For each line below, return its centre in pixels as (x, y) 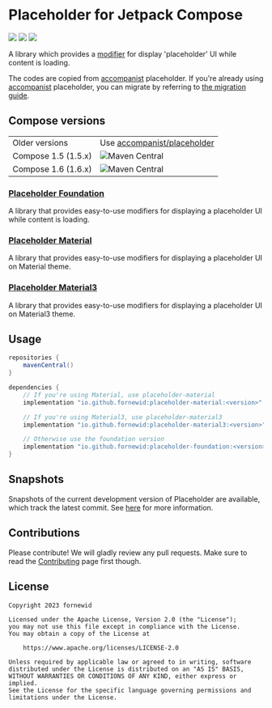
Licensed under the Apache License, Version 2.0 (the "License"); (123, 619)
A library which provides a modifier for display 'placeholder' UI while (123, 53)
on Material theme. (40, 267)
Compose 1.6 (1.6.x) (52, 169)
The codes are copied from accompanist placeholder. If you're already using (136, 78)
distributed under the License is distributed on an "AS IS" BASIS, (126, 669)
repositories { (34, 358)
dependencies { (34, 388)
